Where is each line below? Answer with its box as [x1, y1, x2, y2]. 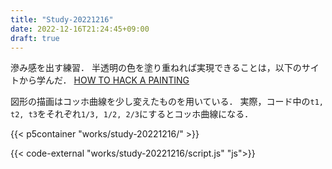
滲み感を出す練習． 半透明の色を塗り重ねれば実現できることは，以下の [10, 62, 302, 74]
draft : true [10, 33, 60, 43]
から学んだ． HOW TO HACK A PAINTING [18, 74, 190, 86]
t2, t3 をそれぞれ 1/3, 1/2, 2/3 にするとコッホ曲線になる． [10, 108, 254, 120]
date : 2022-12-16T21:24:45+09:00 [10, 24, 150, 34]
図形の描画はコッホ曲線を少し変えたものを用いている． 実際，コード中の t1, [10, 96, 324, 108]
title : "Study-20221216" [10, 14, 114, 25]
